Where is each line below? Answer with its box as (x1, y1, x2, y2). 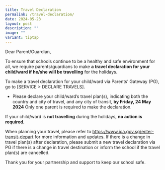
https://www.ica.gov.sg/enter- (92, 128, 154, 134)
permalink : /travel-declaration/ (5, 12, 75, 17)
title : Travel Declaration (5, 7, 61, 12)
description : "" (5, 26, 39, 31)
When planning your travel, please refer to (5, 128, 91, 134)
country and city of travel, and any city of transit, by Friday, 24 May (12, 98, 152, 104)
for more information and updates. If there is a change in (34, 134, 151, 140)
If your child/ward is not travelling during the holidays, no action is (5, 113, 143, 119)
